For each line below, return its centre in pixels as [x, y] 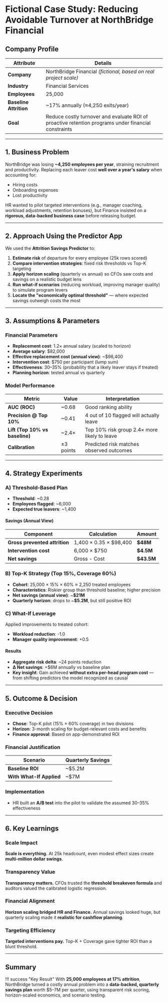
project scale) [62, 78]
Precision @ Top [28, 415]
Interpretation [123, 398]
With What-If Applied [34, 777]
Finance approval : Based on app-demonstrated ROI [66, 734]
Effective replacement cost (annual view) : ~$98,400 [68, 357]
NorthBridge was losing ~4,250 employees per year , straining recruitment [82, 164]
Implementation [25, 792]
